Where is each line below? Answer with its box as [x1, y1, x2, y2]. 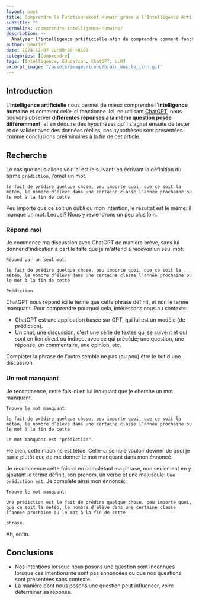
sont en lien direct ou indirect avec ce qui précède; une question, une [14, 335, 185, 342]
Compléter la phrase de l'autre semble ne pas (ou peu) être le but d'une [6, 353, 181, 360]
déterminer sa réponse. [14, 589, 72, 596]
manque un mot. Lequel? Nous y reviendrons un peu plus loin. [6, 211, 158, 218]
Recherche [6, 150, 47, 160]
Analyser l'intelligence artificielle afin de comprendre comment [11, 36, 179, 42]
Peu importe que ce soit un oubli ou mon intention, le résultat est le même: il [6, 205, 191, 211]
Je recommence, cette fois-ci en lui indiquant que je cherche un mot [6, 387, 174, 395]
